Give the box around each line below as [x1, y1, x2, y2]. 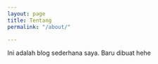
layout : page [7, 10, 46, 18]
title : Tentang [7, 17, 52, 24]
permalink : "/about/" [7, 23, 71, 30]
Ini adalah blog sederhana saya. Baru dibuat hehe [7, 49, 152, 57]
